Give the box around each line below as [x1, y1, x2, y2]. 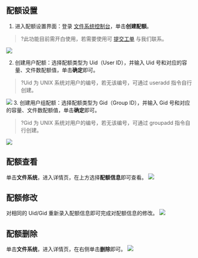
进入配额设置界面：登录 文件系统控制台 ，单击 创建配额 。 [14, 23, 152, 30]
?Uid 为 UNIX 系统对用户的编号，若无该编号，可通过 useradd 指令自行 [20, 79, 192, 86]
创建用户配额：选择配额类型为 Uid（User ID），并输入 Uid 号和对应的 [14, 59, 183, 66]
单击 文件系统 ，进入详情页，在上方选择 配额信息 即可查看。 [6, 174, 147, 181]
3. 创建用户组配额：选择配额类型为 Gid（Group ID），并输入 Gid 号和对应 [13, 99, 190, 106]
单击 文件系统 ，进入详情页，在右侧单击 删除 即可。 [6, 246, 126, 253]
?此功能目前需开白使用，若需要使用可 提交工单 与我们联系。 [20, 35, 168, 42]
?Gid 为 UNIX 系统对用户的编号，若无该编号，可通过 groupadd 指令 [20, 119, 186, 126]
